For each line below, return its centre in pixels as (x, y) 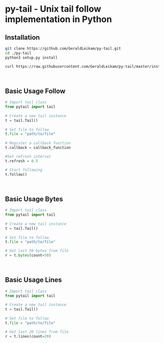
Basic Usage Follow (35, 91)
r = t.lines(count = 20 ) (28, 336)
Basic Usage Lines (33, 280)
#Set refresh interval (28, 156)
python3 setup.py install (31, 58)
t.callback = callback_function (38, 148)
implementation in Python (59, 19)
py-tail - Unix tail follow (53, 9)
